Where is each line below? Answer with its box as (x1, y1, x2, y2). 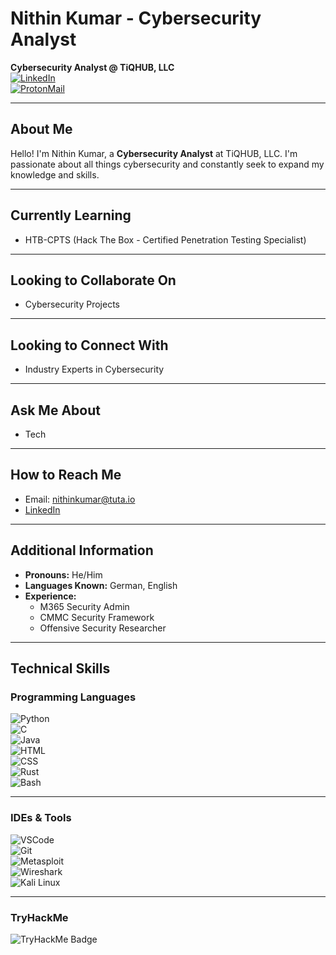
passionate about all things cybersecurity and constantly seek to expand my (10, 158, 325, 170)
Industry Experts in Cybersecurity (24, 363, 165, 376)
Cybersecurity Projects (24, 298, 121, 311)
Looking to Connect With (10, 337, 169, 354)
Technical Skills (10, 660, 111, 677)
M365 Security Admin (39, 600, 130, 612)
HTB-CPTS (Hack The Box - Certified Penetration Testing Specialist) (24, 233, 307, 246)
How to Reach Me (10, 467, 122, 484)
